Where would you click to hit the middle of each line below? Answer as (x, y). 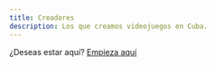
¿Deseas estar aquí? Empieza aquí (73, 52)
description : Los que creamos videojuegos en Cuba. (108, 26)
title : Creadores (42, 18)
